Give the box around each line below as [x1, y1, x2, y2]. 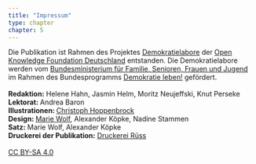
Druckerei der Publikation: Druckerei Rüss [8, 131, 147, 140]
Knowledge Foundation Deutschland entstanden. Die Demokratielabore [8, 56, 238, 65]
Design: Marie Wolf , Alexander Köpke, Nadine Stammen [8, 115, 189, 124]
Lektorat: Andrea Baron [8, 97, 85, 107]
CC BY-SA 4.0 [8, 148, 54, 157]
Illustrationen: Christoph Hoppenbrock [8, 106, 135, 115]
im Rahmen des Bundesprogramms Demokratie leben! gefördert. [8, 72, 218, 82]
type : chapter [8, 19, 55, 27]
